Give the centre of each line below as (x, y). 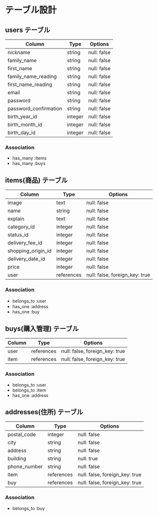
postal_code (22, 435)
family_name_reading (32, 76)
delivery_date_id (26, 259)
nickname (19, 52)
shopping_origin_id (30, 251)
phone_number (25, 467)
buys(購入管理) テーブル (42, 329)
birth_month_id (25, 125)
